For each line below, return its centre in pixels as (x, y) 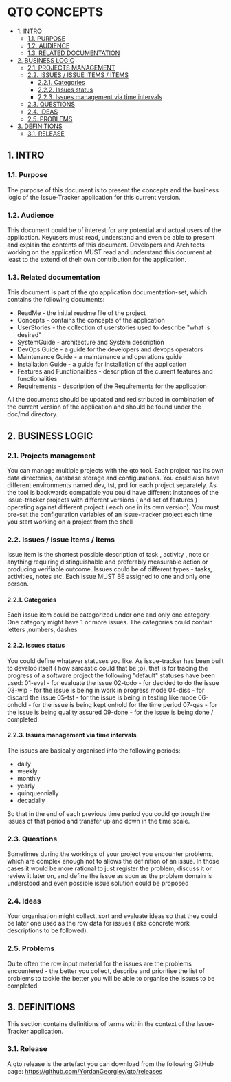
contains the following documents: (56, 300)
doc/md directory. (33, 414)
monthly (29, 778)
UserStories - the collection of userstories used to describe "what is (113, 327)
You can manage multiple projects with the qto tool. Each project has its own (115, 470)
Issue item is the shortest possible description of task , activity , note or (108, 555)
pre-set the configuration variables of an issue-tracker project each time (110, 514)
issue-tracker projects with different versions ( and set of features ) (102, 500)
